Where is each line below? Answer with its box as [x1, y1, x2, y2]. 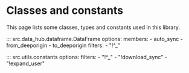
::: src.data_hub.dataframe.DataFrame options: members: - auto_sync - [6, 35, 183, 42]
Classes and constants [6, 4, 124, 17]
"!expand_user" [6, 60, 45, 67]
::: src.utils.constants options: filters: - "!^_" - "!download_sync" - [6, 53, 168, 60]
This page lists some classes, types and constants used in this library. [6, 24, 180, 31]
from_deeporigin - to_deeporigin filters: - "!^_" [6, 42, 121, 49]
